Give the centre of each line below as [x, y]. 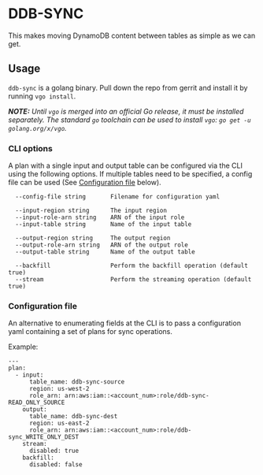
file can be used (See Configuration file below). [85, 183]
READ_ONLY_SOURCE [37, 403]
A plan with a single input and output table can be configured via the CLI [125, 165]
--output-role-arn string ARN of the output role [102, 245]
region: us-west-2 [59, 389]
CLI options [30, 148]
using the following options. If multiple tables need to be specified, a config [130, 174]
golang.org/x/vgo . [37, 128]
